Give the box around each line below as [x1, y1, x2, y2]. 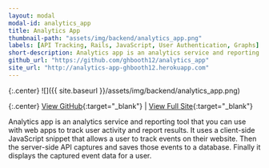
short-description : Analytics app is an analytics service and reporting [8, 49, 260, 57]
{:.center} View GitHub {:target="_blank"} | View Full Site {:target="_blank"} [8, 101, 254, 110]
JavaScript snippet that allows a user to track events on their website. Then [8, 134, 257, 143]
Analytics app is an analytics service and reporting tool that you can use [8, 117, 247, 126]
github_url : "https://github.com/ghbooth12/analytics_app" [8, 57, 210, 65]
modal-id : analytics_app [8, 19, 91, 27]
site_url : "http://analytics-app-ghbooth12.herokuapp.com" [8, 64, 210, 72]
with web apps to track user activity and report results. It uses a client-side [8, 125, 255, 134]
